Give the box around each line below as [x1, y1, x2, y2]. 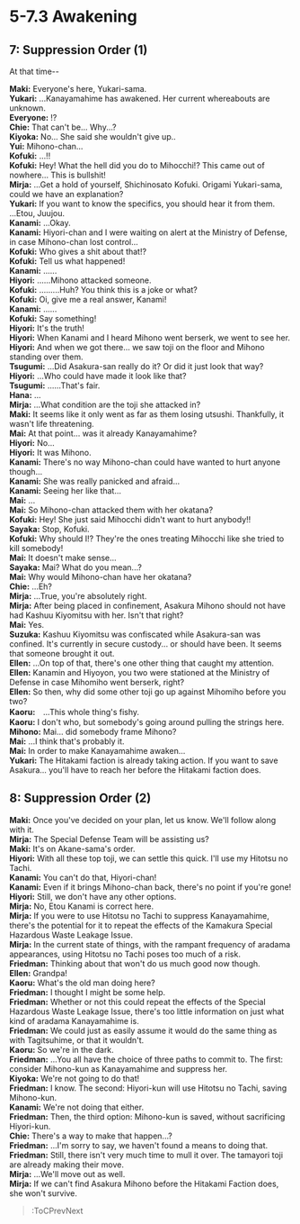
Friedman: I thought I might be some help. [9, 986, 166, 997]
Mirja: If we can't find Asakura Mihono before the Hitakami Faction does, [9, 1178, 279, 1189]
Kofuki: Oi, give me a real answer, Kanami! [9, 295, 167, 304]
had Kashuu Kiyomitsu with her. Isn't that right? [9, 610, 184, 621]
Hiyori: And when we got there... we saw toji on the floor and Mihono [9, 342, 265, 352]
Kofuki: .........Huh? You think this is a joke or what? [9, 285, 198, 295]
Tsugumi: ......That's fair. [9, 380, 101, 391]
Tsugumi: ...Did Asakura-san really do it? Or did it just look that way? [9, 361, 264, 371]
